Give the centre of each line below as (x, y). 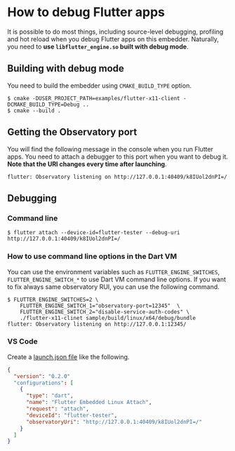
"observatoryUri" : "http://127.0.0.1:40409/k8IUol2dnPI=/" (114, 422)
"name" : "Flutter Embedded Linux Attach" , (89, 403)
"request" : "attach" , (58, 409)
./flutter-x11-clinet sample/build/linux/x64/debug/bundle (108, 318)
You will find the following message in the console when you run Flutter (110, 149)
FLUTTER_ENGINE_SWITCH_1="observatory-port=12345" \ (100, 306)
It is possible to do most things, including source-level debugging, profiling (115, 32)
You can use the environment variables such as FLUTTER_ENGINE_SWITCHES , (113, 271)
